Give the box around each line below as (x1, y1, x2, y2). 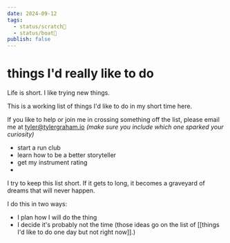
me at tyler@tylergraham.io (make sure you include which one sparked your (7, 123, 224, 132)
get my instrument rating (17, 159, 88, 167)
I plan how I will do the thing (17, 213, 97, 222)
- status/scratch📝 (13, 23, 67, 30)
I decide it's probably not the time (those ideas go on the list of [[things (17, 221, 220, 229)
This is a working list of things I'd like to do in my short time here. (7, 102, 192, 111)
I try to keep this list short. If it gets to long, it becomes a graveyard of (7, 179, 205, 188)
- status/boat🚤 (13, 29, 57, 37)
